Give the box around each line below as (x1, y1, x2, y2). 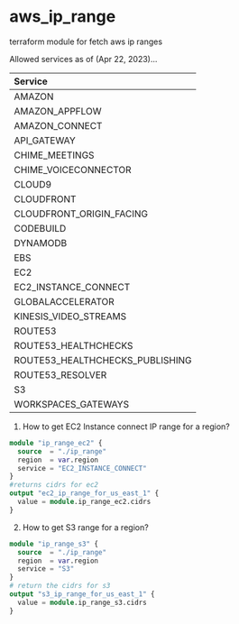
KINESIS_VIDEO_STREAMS (14, 309, 127, 322)
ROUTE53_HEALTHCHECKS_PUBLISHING (14, 353, 192, 366)
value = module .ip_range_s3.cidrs (17, 598, 147, 607)
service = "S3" (17, 564, 75, 574)
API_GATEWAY (14, 133, 76, 146)
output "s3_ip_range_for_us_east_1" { (9, 590, 155, 599)
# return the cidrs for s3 (9, 582, 111, 591)
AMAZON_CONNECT (14, 119, 103, 132)
